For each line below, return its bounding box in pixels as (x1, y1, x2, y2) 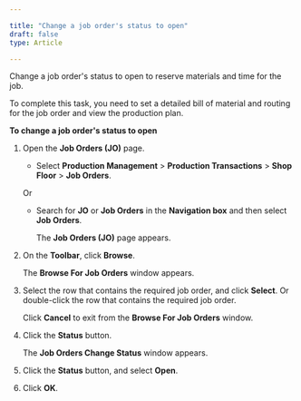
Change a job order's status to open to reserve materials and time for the (9, 71, 282, 82)
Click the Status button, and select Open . (22, 365, 179, 377)
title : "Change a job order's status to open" (9, 21, 189, 30)
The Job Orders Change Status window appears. (22, 347, 209, 358)
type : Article (9, 38, 63, 47)
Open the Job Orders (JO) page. (22, 142, 145, 154)
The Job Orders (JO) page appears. (35, 232, 171, 243)
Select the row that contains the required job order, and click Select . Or (22, 285, 289, 296)
